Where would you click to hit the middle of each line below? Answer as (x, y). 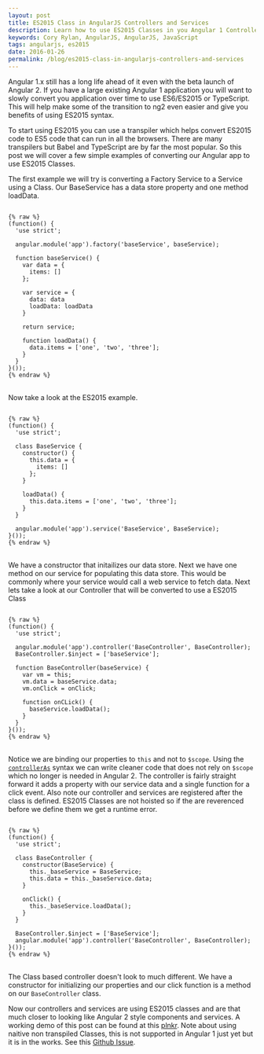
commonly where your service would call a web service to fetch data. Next (129, 582)
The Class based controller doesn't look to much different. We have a (121, 976)
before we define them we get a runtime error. (83, 809)
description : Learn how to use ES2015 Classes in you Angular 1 (115, 30)
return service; (49, 327)
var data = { (44, 265)
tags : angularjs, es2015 (49, 45)
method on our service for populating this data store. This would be (117, 573)
